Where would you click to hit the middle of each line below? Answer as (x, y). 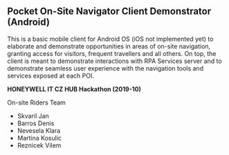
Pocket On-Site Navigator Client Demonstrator (109, 11)
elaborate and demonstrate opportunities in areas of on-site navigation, (109, 46)
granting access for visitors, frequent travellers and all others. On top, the (112, 53)
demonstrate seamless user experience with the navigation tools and (106, 68)
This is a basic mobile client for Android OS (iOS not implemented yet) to (110, 39)
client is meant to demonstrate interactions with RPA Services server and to (115, 61)
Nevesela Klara (39, 130)
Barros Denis (36, 123)
